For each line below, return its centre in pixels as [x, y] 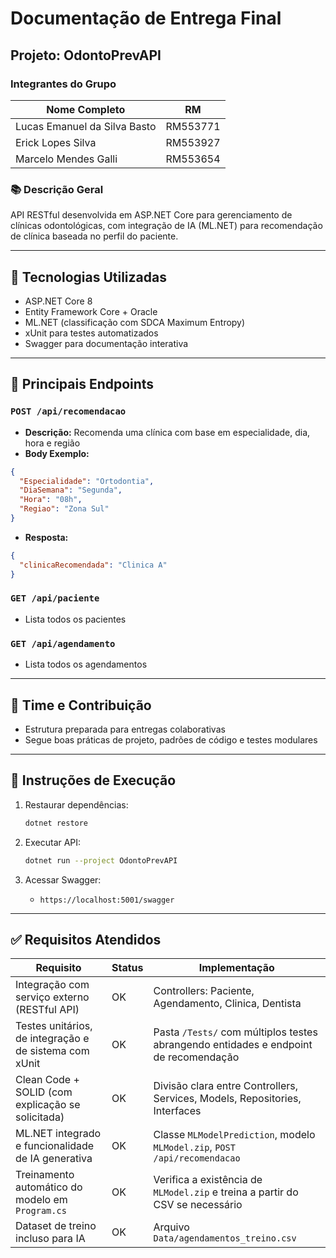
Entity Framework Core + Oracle [91, 311]
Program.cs [41, 1211]
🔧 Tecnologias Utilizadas [88, 277]
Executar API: [53, 842]
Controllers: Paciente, [204, 991]
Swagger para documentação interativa [106, 343]
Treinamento [45, 1175]
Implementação [236, 968]
